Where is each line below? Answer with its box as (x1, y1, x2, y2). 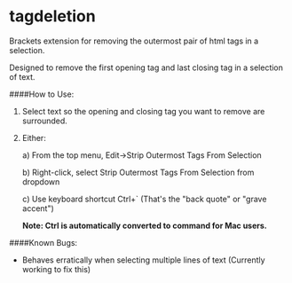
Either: (21, 132, 46, 143)
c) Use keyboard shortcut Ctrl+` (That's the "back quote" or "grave (21, 193, 267, 204)
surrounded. (21, 115, 68, 126)
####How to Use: (9, 89, 75, 99)
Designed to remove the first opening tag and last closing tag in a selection (9, 62, 284, 73)
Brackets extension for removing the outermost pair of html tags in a (9, 35, 259, 46)
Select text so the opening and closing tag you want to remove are (21, 106, 265, 116)
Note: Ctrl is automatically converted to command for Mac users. (21, 220, 268, 231)
